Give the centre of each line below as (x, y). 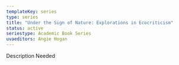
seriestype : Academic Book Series (49, 34)
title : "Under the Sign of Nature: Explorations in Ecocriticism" (90, 22)
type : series (22, 17)
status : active (25, 28)
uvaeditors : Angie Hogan (37, 39)
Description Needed (31, 56)
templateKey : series (32, 12)
